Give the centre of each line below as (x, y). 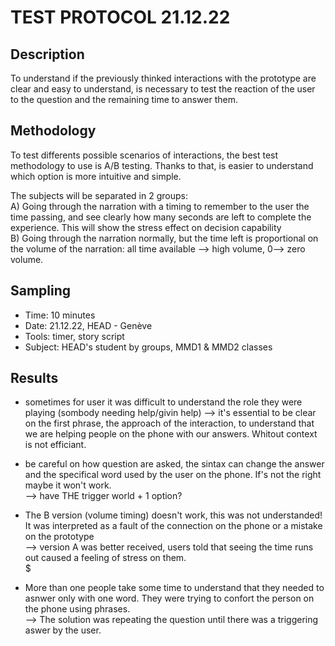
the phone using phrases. (77, 609)
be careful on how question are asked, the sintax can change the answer (174, 464)
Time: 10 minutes (60, 315)
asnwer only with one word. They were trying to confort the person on (169, 598)
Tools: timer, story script (74, 336)
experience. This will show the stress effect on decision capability (146, 227)
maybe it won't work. (68, 485)
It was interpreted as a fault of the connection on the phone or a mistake (173, 526)
